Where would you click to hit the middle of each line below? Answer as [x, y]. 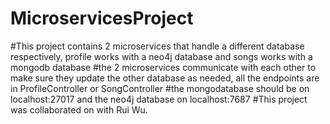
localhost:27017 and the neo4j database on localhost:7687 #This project [159, 99]
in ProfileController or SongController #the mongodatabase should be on [160, 88]
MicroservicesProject [102, 18]
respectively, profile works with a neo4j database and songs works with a [161, 56]
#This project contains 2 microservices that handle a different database [157, 46]
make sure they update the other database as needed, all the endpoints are [165, 78]
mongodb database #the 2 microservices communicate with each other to [163, 67]
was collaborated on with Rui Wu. [79, 109]
